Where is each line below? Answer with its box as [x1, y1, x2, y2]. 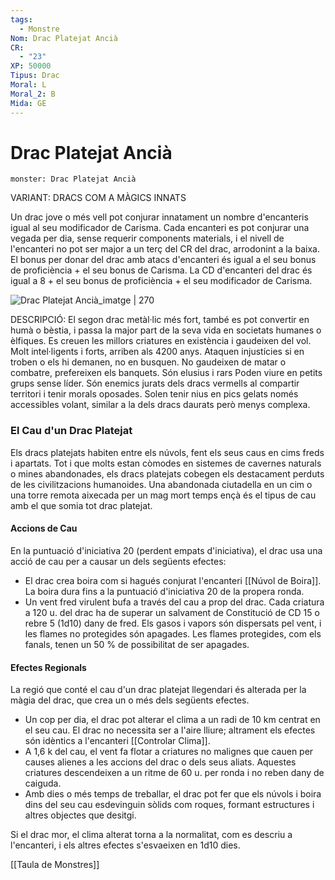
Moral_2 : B [10, 89, 56, 99]
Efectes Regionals [10, 661, 87, 673]
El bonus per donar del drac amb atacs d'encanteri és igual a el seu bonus [10, 254, 317, 266]
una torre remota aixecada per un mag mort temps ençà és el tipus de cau [10, 489, 317, 501]
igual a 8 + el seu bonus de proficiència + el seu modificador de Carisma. [10, 275, 313, 287]
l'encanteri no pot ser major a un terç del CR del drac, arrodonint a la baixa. [10, 243, 320, 255]
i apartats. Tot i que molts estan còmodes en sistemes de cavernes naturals [10, 457, 322, 469]
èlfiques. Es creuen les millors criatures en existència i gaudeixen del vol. [10, 335, 312, 347]
